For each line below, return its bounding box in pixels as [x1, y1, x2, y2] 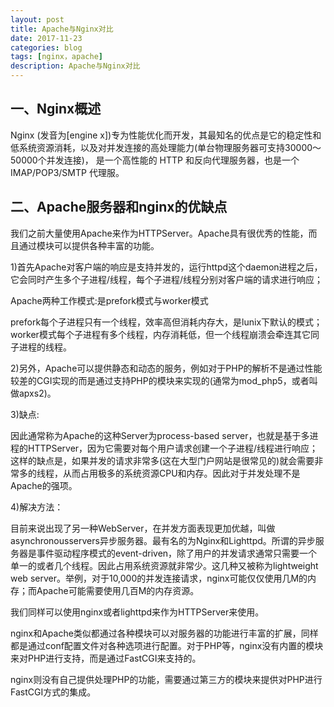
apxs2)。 [18, 387, 57, 399]
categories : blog [10, 42, 83, 53]
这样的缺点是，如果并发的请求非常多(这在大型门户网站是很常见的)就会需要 [10, 454, 315, 466]
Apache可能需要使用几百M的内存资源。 [36, 584, 200, 596]
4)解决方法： [10, 501, 64, 513]
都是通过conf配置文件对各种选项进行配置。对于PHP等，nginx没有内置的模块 [10, 639, 324, 651]
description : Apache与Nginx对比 [10, 61, 141, 71]
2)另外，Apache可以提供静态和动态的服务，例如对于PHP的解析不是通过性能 [10, 362, 323, 374]
